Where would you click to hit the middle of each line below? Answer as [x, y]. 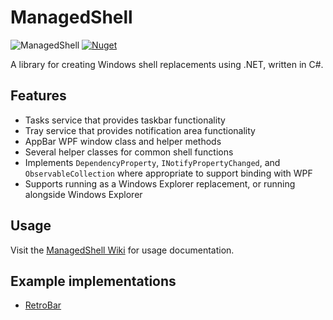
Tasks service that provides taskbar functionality [125, 120]
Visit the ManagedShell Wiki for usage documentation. [122, 250]
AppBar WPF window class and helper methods [123, 141]
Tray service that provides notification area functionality [140, 130]
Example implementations [93, 281]
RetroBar [43, 305]
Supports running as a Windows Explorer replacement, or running [160, 183]
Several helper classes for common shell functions [129, 152]
